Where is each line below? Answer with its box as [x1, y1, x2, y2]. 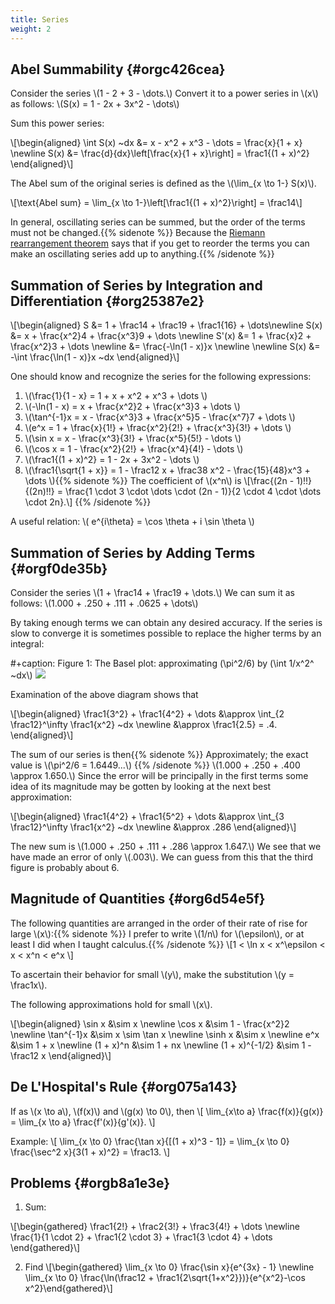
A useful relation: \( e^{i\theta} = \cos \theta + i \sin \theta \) [10, 516, 255, 528]
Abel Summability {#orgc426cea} [10, 61, 226, 78]
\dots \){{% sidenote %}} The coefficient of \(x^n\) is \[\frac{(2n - [24, 475, 295, 487]
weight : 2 [10, 24, 52, 34]
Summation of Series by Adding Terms [10, 544, 256, 561]
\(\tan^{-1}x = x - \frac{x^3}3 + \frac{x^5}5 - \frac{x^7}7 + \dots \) [24, 411, 296, 423]
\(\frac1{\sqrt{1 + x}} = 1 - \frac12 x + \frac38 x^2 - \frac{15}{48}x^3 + [24, 464, 311, 476]
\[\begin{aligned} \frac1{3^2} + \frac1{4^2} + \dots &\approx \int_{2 [10, 707, 285, 720]
